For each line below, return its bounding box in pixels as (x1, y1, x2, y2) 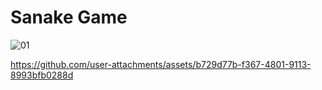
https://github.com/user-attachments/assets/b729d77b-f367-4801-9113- (10, 58, 312, 70)
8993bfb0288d (10, 69, 74, 81)
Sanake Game (10, 6, 128, 29)
